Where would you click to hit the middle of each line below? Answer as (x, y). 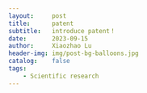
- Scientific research (61, 76)
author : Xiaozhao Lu (50, 46)
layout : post (38, 16)
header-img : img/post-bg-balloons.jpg (73, 53)
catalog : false (39, 61)
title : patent (41, 23)
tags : (17, 69)
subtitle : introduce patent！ (62, 31)
